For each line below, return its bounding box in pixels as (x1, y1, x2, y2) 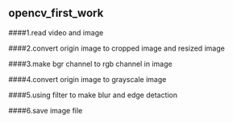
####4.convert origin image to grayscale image (8, 74, 167, 84)
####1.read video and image (8, 27, 104, 37)
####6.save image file (8, 105, 83, 115)
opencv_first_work (8, 6, 104, 20)
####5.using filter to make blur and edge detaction (8, 90, 178, 100)
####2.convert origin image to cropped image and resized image (8, 43, 226, 53)
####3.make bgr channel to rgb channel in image (8, 59, 173, 68)
